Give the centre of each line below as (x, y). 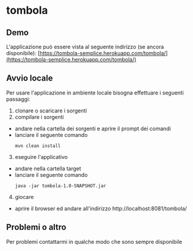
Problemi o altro (36, 227)
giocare (24, 197)
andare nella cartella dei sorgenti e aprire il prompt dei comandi (93, 128)
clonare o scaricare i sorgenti (51, 111)
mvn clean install (38, 146)
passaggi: (18, 99)
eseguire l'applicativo (41, 157)
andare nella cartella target (48, 169)
